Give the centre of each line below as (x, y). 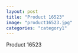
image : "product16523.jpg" (39, 22)
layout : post (22, 11)
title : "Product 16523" (35, 17)
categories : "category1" (37, 28)
